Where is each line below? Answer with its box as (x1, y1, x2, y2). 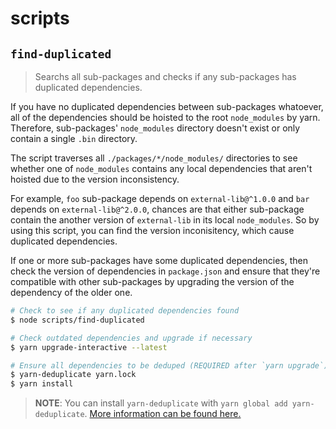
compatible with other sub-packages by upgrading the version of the (10, 276, 295, 287)
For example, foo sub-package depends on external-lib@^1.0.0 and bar (10, 193, 310, 204)
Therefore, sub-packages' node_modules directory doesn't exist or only (10, 122, 301, 134)
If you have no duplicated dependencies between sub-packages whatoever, (10, 101, 324, 112)
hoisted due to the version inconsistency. (10, 173, 180, 185)
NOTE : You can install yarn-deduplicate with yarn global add (34, 397, 288, 409)
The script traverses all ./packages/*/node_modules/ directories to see (10, 152, 298, 164)
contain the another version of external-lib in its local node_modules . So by (10, 214, 320, 226)
